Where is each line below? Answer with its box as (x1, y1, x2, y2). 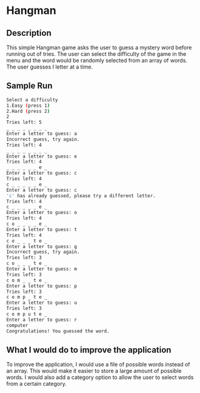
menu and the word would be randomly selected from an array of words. (6, 57, 188, 64)
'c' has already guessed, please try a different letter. (6, 192, 156, 199)
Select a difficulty (6, 96, 59, 103)
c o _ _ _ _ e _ (6, 221, 47, 227)
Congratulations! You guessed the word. (6, 328, 110, 334)
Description (6, 28, 52, 38)
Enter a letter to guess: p (6, 283, 78, 289)
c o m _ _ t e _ (6, 277, 47, 283)
